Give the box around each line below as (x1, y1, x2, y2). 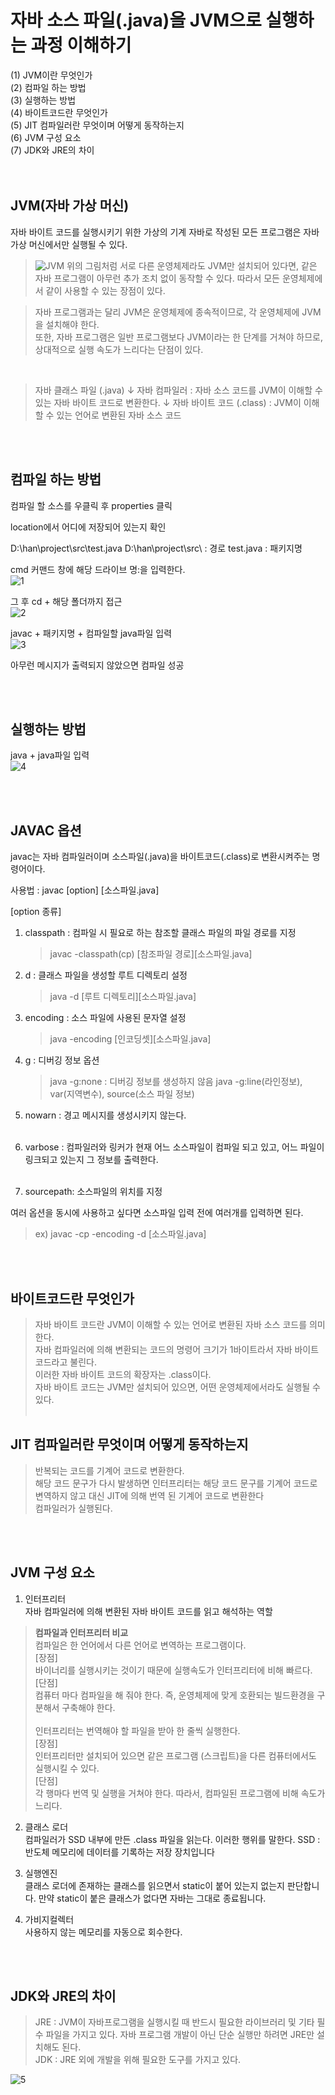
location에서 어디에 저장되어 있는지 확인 (10, 521, 167, 533)
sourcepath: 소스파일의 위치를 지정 (24, 1186, 163, 1198)
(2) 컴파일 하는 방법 (10, 81, 87, 93)
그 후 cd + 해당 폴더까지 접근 (10, 595, 123, 607)
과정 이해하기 (30, 34, 132, 57)
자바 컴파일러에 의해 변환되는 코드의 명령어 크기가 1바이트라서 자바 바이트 (34, 1344, 320, 1355)
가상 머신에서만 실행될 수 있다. (10, 238, 128, 250)
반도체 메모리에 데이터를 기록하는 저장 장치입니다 (24, 1846, 215, 1858)
